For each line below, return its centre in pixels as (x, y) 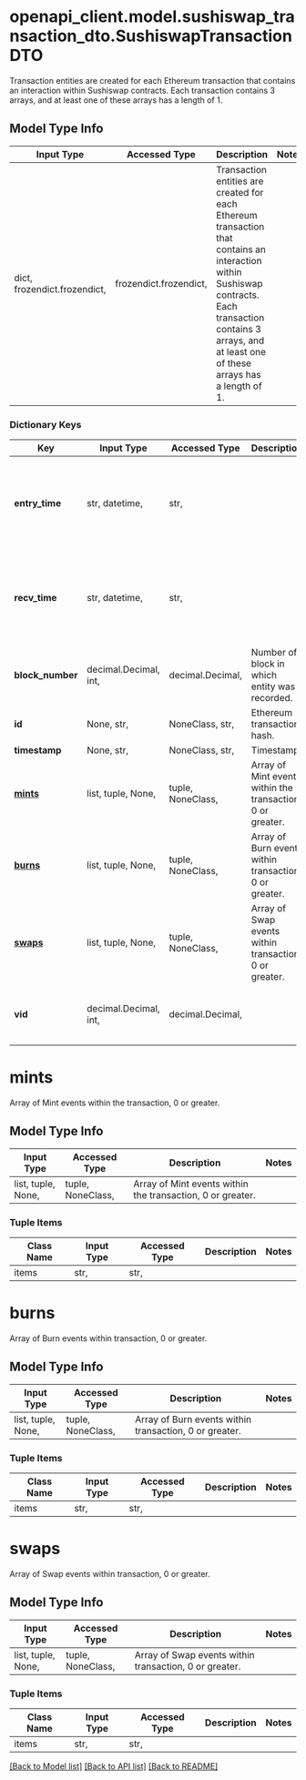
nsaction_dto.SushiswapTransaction (151, 36)
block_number (46, 676)
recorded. (272, 698)
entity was (273, 687)
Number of (274, 653)
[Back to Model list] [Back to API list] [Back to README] (114, 1766)
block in (268, 664)
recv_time (36, 598)
